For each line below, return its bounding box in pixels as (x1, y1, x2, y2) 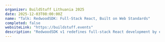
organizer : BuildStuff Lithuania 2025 (5, 7, 84, 12)
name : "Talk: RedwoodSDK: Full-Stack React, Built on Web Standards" (5, 16, 151, 21)
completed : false (5, 20, 41, 26)
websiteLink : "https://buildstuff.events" (5, 25, 93, 30)
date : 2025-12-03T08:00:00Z (5, 12, 63, 16)
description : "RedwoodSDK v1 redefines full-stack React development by (5, 29, 157, 34)
